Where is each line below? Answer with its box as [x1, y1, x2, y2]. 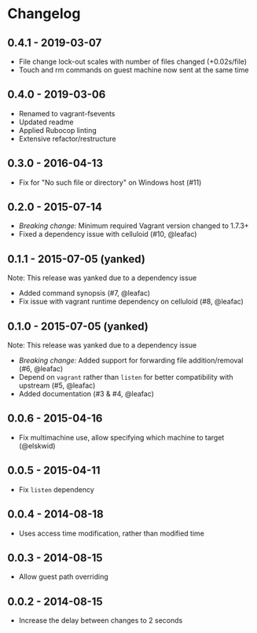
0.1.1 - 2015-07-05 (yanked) [7, 252, 146, 266]
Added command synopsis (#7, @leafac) [18, 289, 151, 298]
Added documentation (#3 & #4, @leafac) [18, 389, 155, 399]
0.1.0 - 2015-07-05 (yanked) [7, 319, 149, 333]
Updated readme [18, 117, 74, 127]
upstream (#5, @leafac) [18, 381, 96, 390]
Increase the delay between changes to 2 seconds [18, 616, 183, 625]
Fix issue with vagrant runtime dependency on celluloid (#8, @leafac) [18, 296, 244, 307]
